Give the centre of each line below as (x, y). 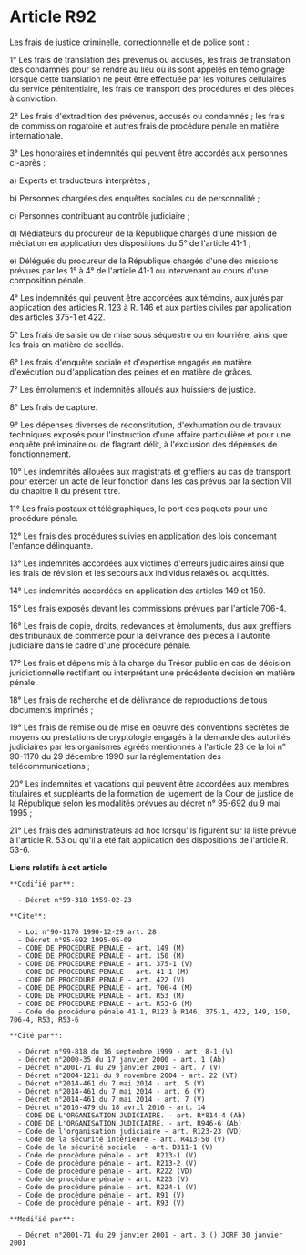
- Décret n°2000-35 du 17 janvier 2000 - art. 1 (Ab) (122, 1059)
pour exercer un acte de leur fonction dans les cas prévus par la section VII (150, 481)
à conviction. (34, 98)
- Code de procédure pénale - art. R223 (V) (103, 1179)
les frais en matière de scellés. (67, 345)
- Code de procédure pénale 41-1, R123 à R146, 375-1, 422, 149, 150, (154, 1012)
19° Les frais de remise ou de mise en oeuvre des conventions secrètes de (149, 727)
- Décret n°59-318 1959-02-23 (75, 900)
